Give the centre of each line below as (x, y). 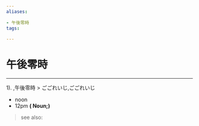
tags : (13, 28)
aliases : (17, 12)
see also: (32, 117)
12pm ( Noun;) (32, 106)
